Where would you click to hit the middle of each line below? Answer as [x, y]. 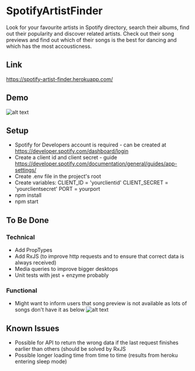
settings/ [25, 170]
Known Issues [33, 328]
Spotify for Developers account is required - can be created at [90, 145]
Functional [22, 290]
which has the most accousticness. [49, 46]
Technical [21, 237]
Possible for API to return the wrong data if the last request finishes [97, 343]
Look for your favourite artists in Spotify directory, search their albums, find [98, 27]
